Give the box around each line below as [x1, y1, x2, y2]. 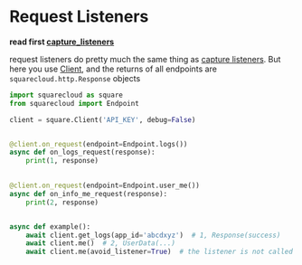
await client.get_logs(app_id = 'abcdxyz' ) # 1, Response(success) [25, 231, 281, 240]
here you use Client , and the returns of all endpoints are [9, 63, 217, 74]
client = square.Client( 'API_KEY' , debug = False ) [9, 115, 196, 124]
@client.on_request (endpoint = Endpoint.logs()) [9, 139, 188, 148]
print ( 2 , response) [25, 197, 99, 207]
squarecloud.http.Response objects [9, 72, 141, 83]
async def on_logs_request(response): [9, 147, 156, 157]
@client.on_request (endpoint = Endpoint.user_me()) [9, 181, 201, 191]
